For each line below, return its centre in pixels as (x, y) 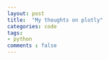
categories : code (32, 26)
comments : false (32, 46)
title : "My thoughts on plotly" (55, 20)
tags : (15, 33)
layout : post (26, 13)
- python (20, 39)
